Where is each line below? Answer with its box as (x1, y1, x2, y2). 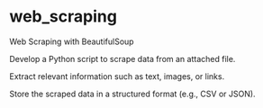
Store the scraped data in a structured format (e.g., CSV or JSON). (9, 88, 256, 99)
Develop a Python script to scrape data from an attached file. (9, 53, 236, 64)
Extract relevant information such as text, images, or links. (9, 70, 225, 82)
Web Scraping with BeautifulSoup (9, 36, 134, 47)
